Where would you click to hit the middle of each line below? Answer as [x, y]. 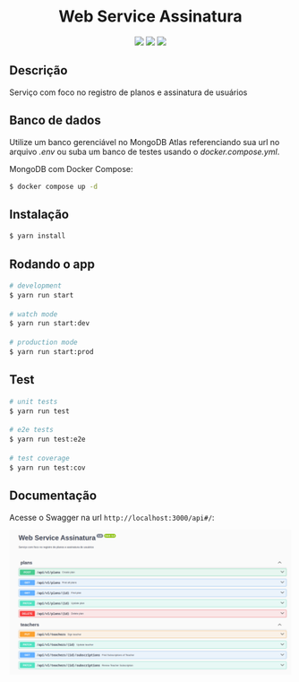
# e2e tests [31, 430]
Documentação [53, 496]
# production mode [43, 342]
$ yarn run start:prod [51, 352]
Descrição [38, 70]
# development [36, 285]
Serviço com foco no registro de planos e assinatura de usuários [128, 92]
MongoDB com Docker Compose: [71, 168]
